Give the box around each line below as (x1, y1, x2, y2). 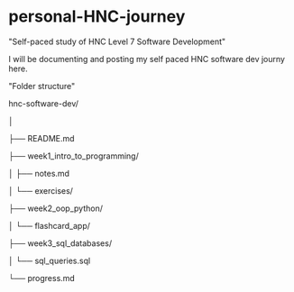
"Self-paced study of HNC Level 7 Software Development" (8, 36, 226, 47)
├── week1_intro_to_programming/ (8, 151, 139, 161)
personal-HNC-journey (8, 6, 186, 27)
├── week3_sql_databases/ (8, 237, 113, 249)
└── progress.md (8, 272, 76, 283)
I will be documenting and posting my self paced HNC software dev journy (8, 53, 286, 64)
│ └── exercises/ (8, 185, 74, 196)
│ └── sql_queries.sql (8, 255, 91, 266)
